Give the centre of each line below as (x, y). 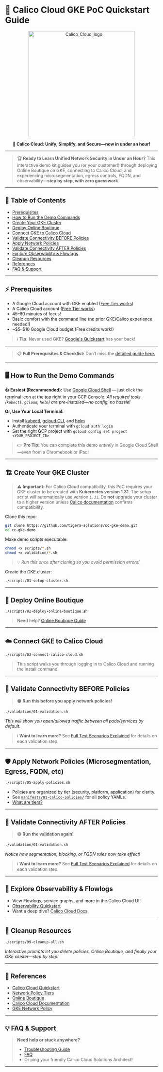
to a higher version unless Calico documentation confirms (75, 502)
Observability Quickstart (36, 906)
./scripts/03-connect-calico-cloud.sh (44, 655)
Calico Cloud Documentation (41, 1003)
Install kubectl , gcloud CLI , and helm (48, 421)
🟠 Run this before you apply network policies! (65, 701)
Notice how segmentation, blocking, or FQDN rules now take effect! (73, 854)
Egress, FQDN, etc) (34, 772)
